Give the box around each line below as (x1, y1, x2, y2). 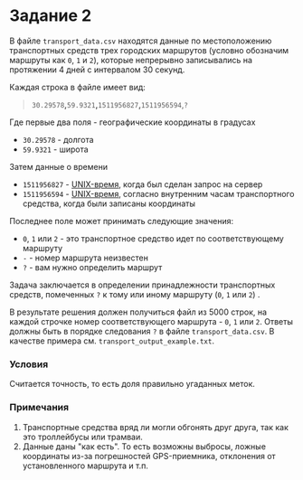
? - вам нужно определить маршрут (22, 261, 163, 272)
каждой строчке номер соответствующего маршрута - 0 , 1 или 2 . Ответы (9, 315, 294, 326)
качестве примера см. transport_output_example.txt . (9, 335, 215, 346)
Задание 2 (9, 5, 92, 26)
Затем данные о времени (9, 161, 109, 172)
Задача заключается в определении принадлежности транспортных (9, 279, 276, 290)
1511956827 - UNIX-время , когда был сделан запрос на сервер (22, 178, 263, 190)
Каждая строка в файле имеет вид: (9, 81, 147, 92)
